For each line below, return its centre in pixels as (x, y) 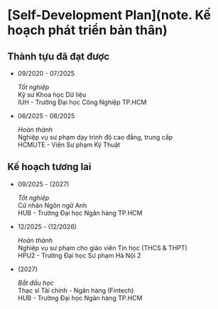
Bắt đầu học (36, 283)
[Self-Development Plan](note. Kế (109, 15)
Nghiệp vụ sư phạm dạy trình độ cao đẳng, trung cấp (95, 137)
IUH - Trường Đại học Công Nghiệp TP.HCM (82, 102)
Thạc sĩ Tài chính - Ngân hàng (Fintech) (76, 290)
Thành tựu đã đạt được (59, 56)
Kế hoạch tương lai (49, 167)
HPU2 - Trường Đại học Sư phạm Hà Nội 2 (79, 255)
